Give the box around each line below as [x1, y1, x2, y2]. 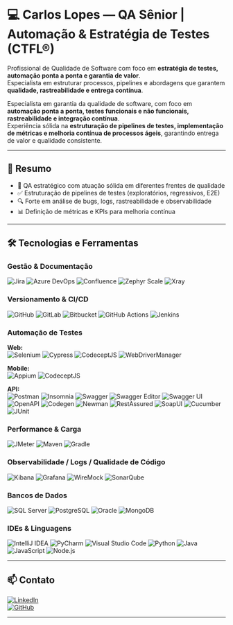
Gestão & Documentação [7, 262, 93, 272]
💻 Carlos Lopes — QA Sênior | [7, 7, 185, 23]
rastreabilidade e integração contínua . [7, 114, 120, 123]
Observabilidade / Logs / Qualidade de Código [7, 457, 166, 467]
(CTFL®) [7, 41, 55, 57]
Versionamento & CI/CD [7, 294, 89, 304]
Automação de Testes [7, 328, 83, 337]
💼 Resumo [7, 163, 52, 175]
